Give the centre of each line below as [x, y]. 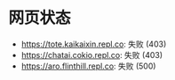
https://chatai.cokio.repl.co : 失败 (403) [92, 55]
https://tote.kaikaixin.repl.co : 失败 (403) [94, 44]
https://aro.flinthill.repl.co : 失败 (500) [88, 66]
